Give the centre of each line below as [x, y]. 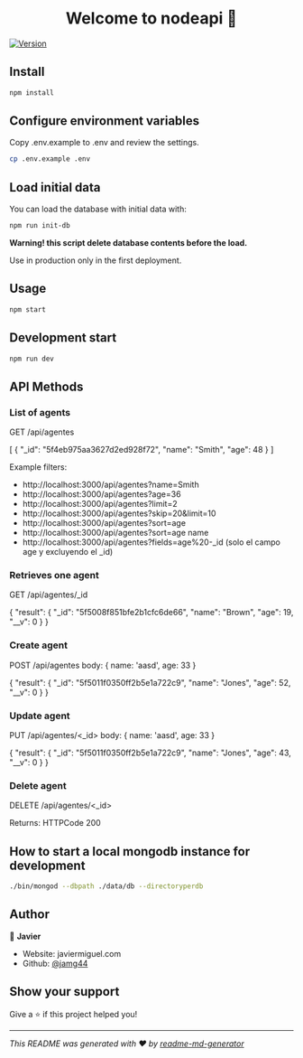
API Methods [46, 386]
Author [29, 915]
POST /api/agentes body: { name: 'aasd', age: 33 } [103, 665]
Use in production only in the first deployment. [96, 260]
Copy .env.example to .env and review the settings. [105, 143]
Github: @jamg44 [55, 963]
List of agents [40, 412]
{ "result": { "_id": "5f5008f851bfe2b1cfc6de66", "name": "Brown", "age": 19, [151, 613]
